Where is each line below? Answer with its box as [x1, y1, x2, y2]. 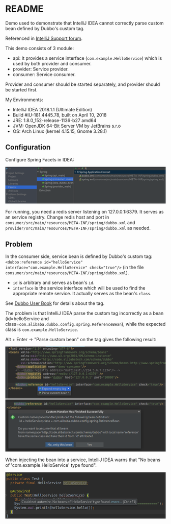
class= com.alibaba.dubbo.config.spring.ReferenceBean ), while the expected [5, 321, 166, 327]
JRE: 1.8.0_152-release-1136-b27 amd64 [12, 117, 97, 123]
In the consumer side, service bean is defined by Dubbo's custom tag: [5, 253, 153, 259]
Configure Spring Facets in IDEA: [5, 156, 74, 162]
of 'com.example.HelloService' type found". [5, 462, 97, 468]
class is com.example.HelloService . [5, 326, 78, 332]
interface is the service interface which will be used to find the [12, 285, 146, 291]
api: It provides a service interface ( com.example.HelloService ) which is [12, 55, 162, 61]
